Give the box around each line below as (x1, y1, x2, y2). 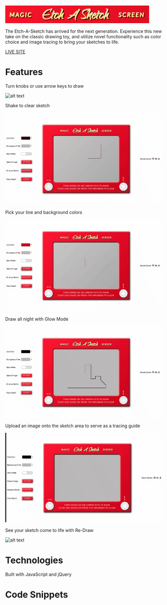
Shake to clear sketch (5, 102, 50, 108)
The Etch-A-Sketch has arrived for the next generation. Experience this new (5, 28, 162, 34)
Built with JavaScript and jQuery (5, 571, 72, 577)
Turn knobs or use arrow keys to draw (5, 83, 84, 89)
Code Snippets (5, 589, 68, 600)
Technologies (5, 555, 64, 566)
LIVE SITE (5, 49, 26, 54)
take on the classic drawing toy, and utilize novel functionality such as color (5, 34, 161, 39)
